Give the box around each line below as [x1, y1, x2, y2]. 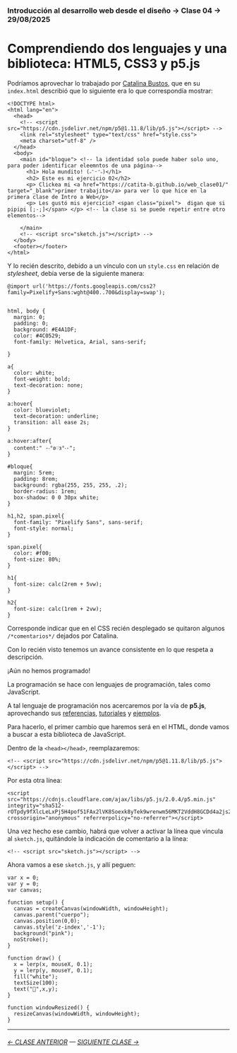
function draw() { [7, 954, 61, 962]
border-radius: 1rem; [13, 487, 78, 495]
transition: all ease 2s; [13, 419, 90, 426]
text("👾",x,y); [13, 985, 59, 992]
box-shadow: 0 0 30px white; [13, 494, 99, 501]
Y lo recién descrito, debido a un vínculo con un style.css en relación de [7, 261, 220, 270]
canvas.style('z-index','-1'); [13, 924, 106, 931]
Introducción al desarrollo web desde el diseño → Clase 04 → [7, 6, 221, 16]
